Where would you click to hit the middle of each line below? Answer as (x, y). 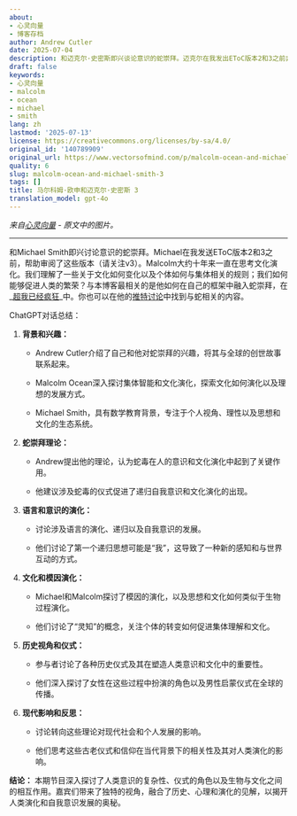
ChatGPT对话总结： (45, 315)
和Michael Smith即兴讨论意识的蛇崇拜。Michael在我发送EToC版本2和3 (137, 252)
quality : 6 (29, 166)
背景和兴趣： (45, 334)
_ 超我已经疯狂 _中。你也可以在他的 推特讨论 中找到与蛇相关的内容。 (129, 296)
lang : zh (25, 125)
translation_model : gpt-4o (59, 199)
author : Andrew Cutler (51, 42)
